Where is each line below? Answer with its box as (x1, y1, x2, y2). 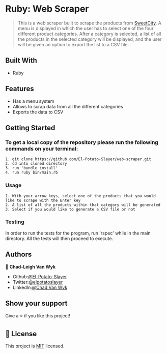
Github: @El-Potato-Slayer (12, 273, 67, 280)
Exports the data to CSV (12, 109, 64, 115)
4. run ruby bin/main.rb (5, 170, 58, 175)
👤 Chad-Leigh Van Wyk (5, 263, 56, 270)
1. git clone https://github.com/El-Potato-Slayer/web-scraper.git (5, 157, 152, 162)
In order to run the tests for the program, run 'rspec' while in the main (5, 230, 151, 236)
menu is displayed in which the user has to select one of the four (17, 25, 154, 31)
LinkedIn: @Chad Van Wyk (12, 284, 68, 290)
